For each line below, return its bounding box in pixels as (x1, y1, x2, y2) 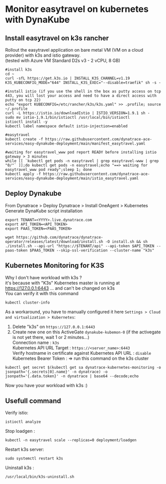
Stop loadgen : (5, 428, 35, 434)
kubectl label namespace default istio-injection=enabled (5, 124, 128, 129)
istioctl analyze (5, 419, 41, 424)
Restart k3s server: (5, 446, 44, 453)
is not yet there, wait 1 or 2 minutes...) (12, 334, 89, 340)
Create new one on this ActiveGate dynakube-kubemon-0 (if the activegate (12, 329, 161, 335)
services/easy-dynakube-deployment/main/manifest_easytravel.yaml (5, 141, 146, 146)
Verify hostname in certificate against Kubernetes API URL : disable (12, 350, 152, 356)
